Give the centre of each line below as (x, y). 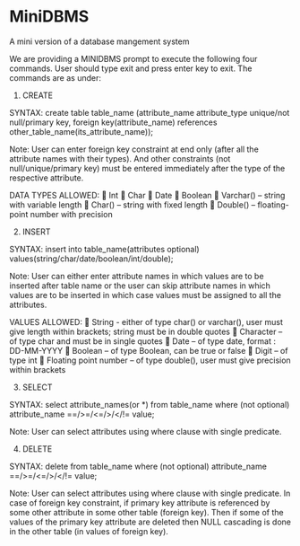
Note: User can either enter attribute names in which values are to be (137, 276)
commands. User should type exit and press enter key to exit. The (131, 68)
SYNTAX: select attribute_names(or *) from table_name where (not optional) (150, 404)
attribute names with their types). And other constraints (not (120, 158)
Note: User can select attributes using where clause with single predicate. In (150, 493)
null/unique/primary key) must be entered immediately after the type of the (147, 168)
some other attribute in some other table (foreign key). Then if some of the (146, 512)
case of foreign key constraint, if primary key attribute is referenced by (140, 502)
